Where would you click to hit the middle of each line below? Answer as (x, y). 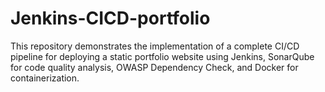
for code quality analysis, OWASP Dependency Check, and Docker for (154, 67)
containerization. (45, 78)
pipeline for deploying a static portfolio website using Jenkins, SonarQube (162, 56)
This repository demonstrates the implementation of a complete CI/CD (155, 46)
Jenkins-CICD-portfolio (110, 18)
